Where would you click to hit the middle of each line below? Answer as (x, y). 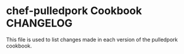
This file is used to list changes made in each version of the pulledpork (92, 39)
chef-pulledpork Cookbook (74, 11)
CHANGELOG (39, 23)
